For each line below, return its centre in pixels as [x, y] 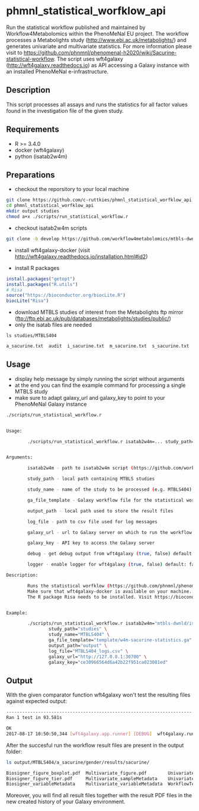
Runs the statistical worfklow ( [69, 586]
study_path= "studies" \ [78, 629]
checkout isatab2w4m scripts [51, 228]
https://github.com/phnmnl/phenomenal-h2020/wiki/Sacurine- [100, 52]
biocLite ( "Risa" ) [28, 301]
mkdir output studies [33, 211]
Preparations [31, 175]
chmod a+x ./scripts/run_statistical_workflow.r [67, 217]
